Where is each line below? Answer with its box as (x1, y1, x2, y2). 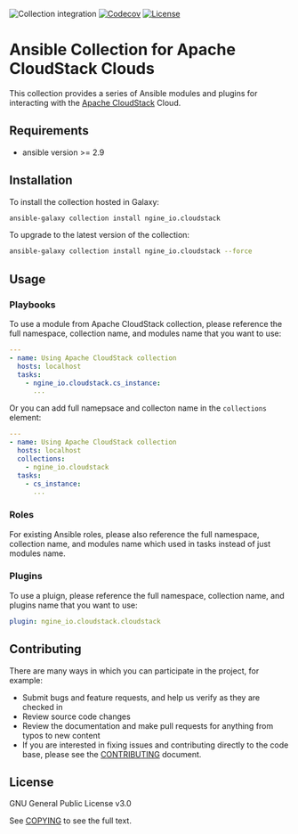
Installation (9, 173, 73, 188)
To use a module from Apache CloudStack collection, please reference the (9, 319, 283, 329)
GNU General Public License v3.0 (9, 798, 132, 809)
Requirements (9, 123, 89, 138)
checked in (21, 701, 63, 712)
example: (9, 675, 43, 685)
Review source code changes (21, 711, 131, 722)
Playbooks (9, 298, 56, 311)
